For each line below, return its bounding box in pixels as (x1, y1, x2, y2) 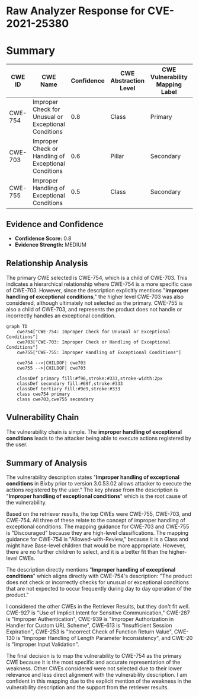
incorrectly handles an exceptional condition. (6, 312, 116, 319)
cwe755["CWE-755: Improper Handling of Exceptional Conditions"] (17, 349, 182, 355)
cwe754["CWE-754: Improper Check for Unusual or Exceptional (17, 329, 171, 335)
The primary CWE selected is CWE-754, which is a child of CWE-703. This (6, 274, 188, 281)
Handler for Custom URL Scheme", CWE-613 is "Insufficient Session (6, 622, 172, 629)
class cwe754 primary (17, 391, 70, 397)
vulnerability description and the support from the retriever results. (6, 684, 169, 691)
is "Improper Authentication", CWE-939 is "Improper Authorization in (6, 616, 174, 623)
